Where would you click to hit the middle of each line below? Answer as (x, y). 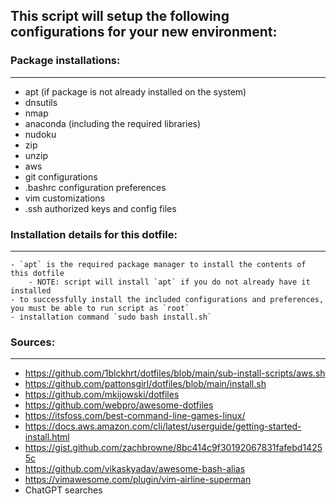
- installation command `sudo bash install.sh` (111, 317)
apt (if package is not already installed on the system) (135, 91)
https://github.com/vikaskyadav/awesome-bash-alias (135, 469)
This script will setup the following (120, 16)
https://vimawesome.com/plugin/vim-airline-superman (138, 480)
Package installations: (65, 61)
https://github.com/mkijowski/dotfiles (102, 395)
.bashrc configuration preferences (95, 187)
